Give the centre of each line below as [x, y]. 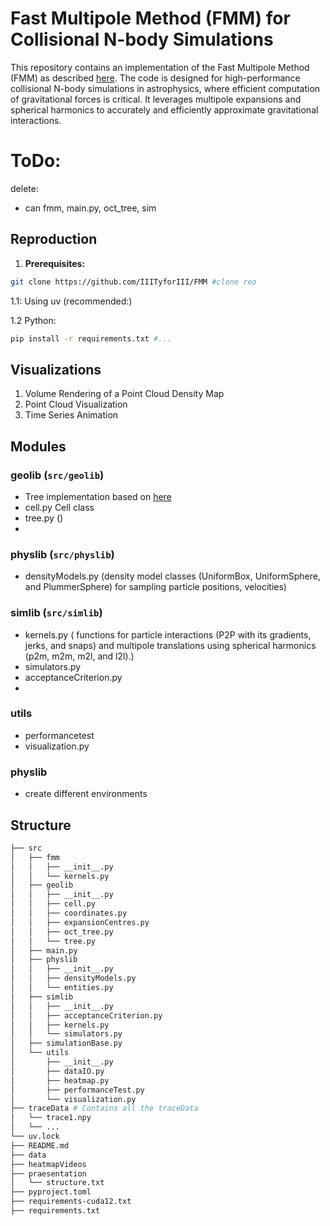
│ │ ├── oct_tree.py [62, 932]
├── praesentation [48, 1173]
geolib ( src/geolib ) [57, 475]
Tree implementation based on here [98, 496]
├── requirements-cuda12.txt [71, 1202]
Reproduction [54, 239]
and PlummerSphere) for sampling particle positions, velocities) [155, 587]
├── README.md [40, 1145]
